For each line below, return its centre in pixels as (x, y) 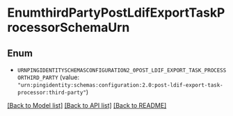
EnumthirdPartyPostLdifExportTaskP (116, 13)
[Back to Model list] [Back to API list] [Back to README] (87, 105)
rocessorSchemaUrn (69, 27)
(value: (70, 77)
